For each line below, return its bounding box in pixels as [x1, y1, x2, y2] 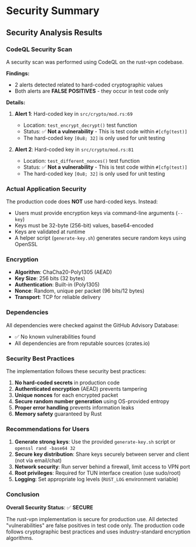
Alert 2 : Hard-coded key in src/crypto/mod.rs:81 [14, 146, 134, 153]
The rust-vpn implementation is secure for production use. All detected [6, 515, 178, 522]
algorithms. [6, 534, 33, 541]
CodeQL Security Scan [6, 45, 72, 53]
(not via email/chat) [14, 457, 62, 464]
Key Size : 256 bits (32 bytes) [14, 275, 86, 282]
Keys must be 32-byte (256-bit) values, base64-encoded [14, 222, 154, 229]
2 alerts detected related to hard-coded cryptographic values [14, 81, 163, 88]
